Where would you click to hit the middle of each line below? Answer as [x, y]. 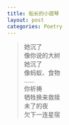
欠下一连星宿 [42, 115]
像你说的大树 [42, 55]
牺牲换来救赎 [42, 97]
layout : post [26, 20]
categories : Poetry [35, 26]
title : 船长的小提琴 [33, 13]
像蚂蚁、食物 [42, 73]
